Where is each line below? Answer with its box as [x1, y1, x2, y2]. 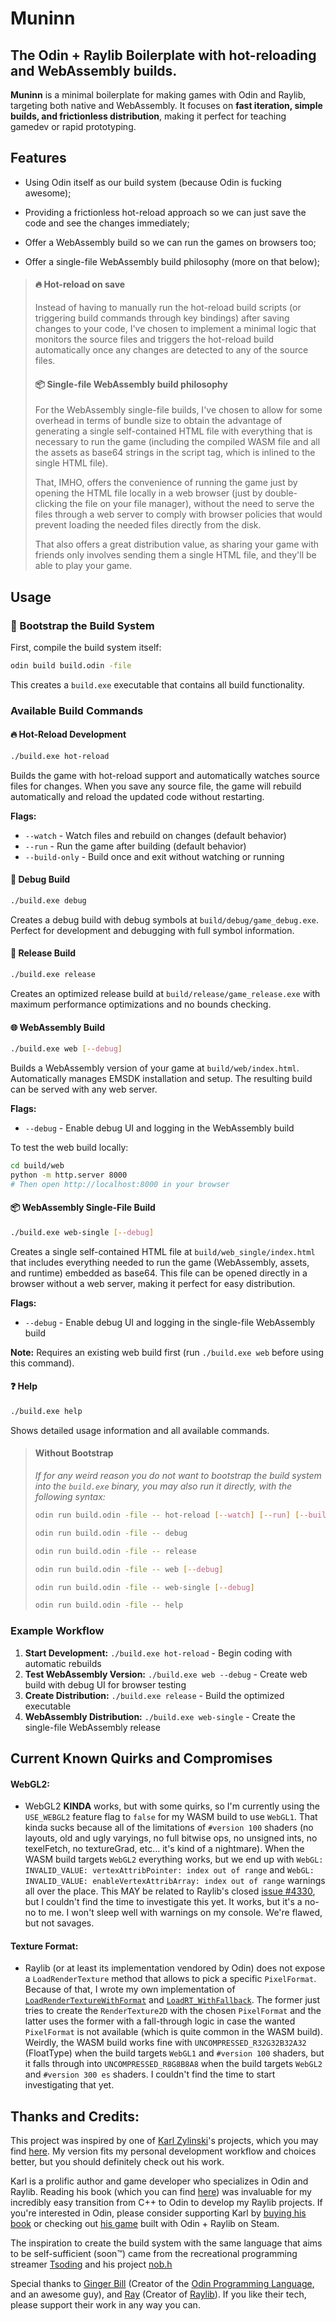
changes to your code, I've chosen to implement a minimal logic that [34, 323, 317, 335]
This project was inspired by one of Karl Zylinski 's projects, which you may [10, 2135, 319, 2147]
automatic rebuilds [24, 1657, 102, 1669]
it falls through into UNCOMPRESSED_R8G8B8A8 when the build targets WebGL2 [24, 2058, 323, 2070]
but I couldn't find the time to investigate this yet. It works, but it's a [24, 1896, 303, 1908]
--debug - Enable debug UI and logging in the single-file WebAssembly [24, 1316, 316, 1328]
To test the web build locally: [10, 1142, 129, 1154]
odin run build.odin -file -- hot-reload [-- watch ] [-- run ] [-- [34, 1510, 309, 1520]
